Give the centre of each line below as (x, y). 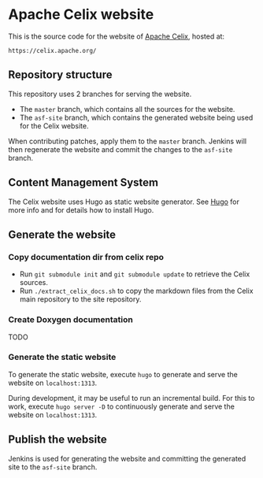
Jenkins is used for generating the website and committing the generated (127, 458)
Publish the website (58, 440)
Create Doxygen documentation (71, 320)
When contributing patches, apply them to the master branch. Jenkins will (127, 141)
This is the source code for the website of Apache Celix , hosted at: (117, 36)
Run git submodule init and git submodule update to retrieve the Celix (135, 274)
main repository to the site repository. (80, 299)
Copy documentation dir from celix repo (86, 257)
